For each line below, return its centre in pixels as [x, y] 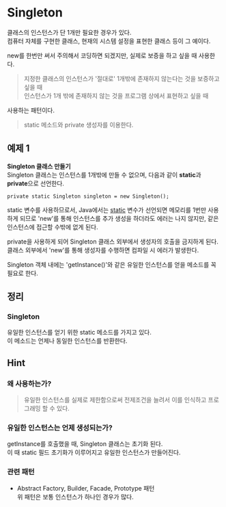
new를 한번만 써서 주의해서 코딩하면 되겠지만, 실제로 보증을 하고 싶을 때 [102, 55]
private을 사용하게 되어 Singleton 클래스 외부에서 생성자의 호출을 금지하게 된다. [113, 242]
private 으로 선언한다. [36, 183]
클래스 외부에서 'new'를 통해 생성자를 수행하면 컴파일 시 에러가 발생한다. [103, 250]
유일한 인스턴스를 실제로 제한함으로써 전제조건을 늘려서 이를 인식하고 [115, 400]
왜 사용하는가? [29, 383]
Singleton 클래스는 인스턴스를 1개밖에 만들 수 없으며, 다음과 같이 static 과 [104, 174]
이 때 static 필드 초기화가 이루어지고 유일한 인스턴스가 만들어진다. [94, 452]
